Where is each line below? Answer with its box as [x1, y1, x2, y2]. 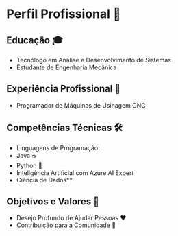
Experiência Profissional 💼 [6, 83, 121, 95]
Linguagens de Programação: [16, 143, 100, 152]
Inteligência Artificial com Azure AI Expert [16, 168, 134, 177]
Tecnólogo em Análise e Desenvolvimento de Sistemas [16, 56, 172, 64]
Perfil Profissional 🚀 [6, 6, 121, 22]
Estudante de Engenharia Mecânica [16, 63, 117, 71]
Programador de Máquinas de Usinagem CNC [16, 101, 147, 109]
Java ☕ [16, 151, 37, 160]
